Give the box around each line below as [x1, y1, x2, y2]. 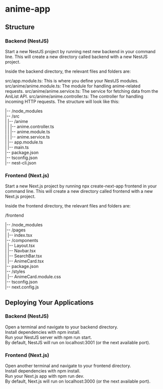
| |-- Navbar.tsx [5, 248, 36, 254]
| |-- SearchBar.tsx [5, 253, 42, 259]
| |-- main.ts [5, 144, 29, 150]
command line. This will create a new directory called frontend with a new [5, 188, 153, 194]
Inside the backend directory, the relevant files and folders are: [5, 68, 131, 74]
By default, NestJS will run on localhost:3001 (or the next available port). [5, 339, 150, 345]
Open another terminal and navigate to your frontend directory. [5, 363, 131, 369]
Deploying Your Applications [5, 298, 94, 307]
